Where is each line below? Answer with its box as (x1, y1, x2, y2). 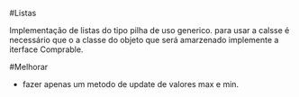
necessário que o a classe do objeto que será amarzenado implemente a (9, 35, 279, 45)
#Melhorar (9, 62, 49, 72)
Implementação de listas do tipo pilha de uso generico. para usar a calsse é (9, 25, 290, 35)
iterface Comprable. (9, 44, 84, 55)
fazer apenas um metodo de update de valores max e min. (22, 79, 240, 89)
